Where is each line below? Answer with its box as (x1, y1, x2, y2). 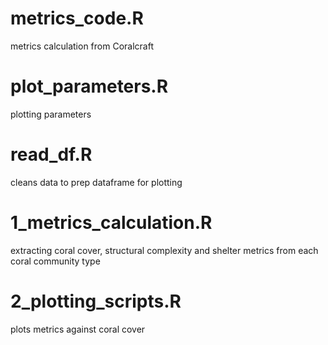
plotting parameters (10, 108, 92, 120)
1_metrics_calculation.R (10, 212, 213, 234)
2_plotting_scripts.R (10, 290, 182, 312)
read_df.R (10, 143, 93, 166)
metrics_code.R (10, 7, 144, 30)
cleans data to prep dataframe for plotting (10, 176, 183, 188)
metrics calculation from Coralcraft (10, 40, 154, 52)
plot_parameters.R (10, 75, 169, 98)
